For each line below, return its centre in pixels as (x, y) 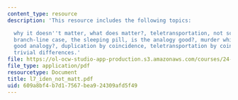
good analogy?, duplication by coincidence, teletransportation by (115, 46)
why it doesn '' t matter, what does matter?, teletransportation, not (118, 33)
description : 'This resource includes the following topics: (100, 20)
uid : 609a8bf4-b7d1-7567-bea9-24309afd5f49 (73, 85)
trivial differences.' (47, 53)
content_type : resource (42, 14)
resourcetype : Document (42, 72)
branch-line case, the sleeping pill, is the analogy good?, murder (117, 39)
